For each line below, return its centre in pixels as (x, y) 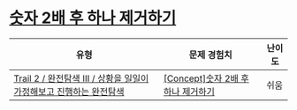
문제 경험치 (210, 55)
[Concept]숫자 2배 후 (206, 78)
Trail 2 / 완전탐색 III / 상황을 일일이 (81, 78)
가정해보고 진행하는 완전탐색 (69, 92)
